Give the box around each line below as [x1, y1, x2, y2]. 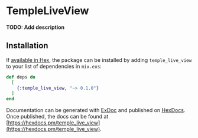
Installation [6, 41, 48, 51]
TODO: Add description [6, 24, 65, 31]
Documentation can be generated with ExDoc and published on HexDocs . [6, 107, 186, 114]
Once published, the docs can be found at [6, 113, 109, 120]
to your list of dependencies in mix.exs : [6, 63, 102, 70]
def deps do [6, 74, 35, 80]
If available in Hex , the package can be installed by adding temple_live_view [6, 56, 192, 63]
